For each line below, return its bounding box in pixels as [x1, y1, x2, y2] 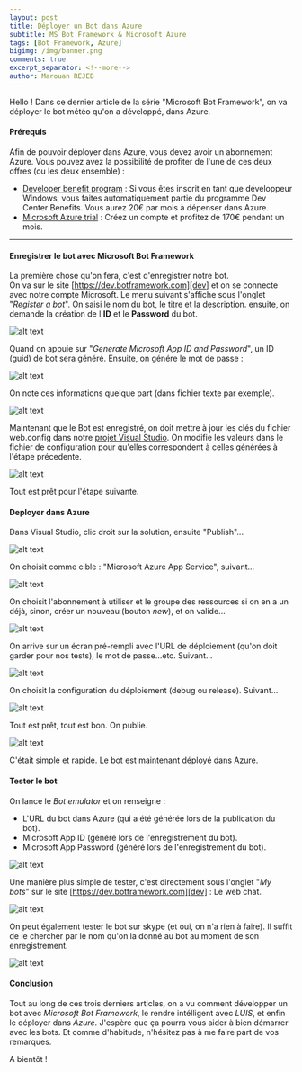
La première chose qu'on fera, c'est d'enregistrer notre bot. [9, 271, 229, 281]
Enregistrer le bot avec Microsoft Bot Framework [9, 250, 195, 261]
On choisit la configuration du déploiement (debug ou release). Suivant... [9, 685, 279, 696]
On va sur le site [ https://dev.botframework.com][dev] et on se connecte [9, 280, 279, 290]
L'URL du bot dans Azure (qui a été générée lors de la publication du [22, 813, 276, 824]
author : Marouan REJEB [9, 72, 94, 81]
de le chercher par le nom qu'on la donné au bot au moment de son [9, 930, 259, 941]
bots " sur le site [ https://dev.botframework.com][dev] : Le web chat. [9, 886, 262, 897]
